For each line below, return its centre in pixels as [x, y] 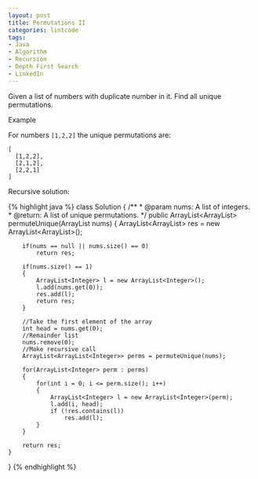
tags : [17, 37]
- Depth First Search [44, 67]
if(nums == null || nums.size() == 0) [85, 246]
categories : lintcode [44, 30]
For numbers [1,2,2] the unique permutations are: [89, 135]
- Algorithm [27, 52]
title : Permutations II [47, 23]
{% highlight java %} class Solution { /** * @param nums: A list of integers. [129, 207]
